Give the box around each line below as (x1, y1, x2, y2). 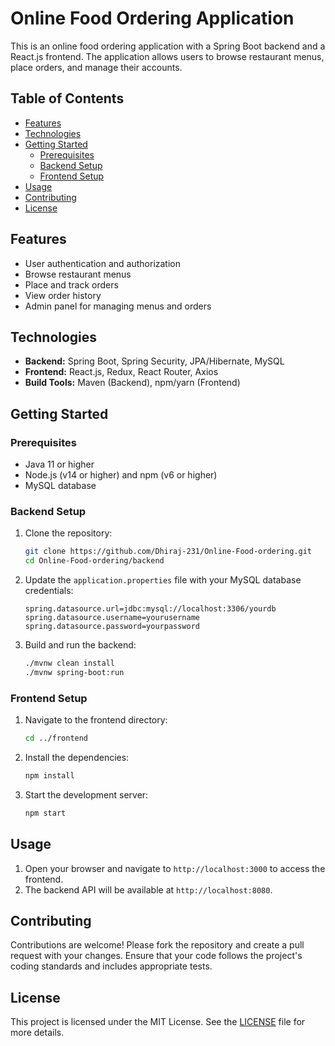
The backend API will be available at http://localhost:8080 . (24, 883, 273, 896)
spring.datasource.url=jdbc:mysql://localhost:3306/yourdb (24, 604, 277, 614)
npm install (24, 771, 75, 781)
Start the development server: (24, 788, 149, 801)
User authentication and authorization (24, 257, 182, 269)
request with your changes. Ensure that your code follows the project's (10, 950, 303, 962)
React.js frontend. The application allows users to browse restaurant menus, (10, 50, 325, 62)
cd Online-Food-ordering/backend (24, 556, 165, 566)
